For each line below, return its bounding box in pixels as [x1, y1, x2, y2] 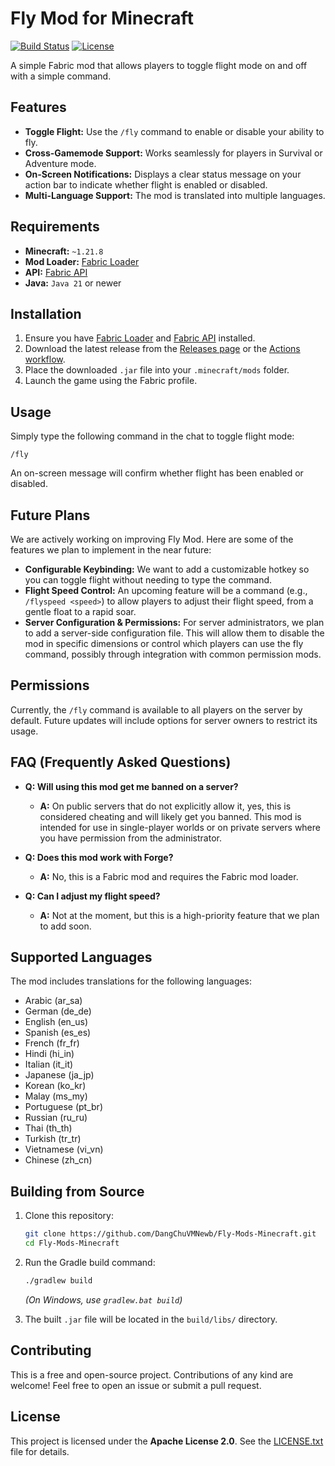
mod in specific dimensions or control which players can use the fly [24, 638, 304, 649]
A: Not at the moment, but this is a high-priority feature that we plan [39, 909, 320, 921]
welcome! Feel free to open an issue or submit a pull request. [10, 1379, 262, 1391]
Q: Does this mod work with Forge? [24, 851, 174, 863]
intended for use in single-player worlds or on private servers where [39, 821, 321, 833]
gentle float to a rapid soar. [24, 606, 137, 617]
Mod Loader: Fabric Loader [24, 255, 140, 267]
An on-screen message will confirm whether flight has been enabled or [10, 467, 304, 479]
